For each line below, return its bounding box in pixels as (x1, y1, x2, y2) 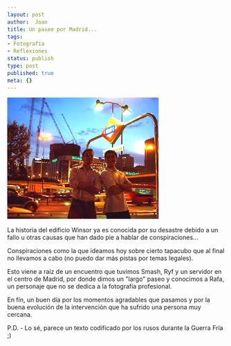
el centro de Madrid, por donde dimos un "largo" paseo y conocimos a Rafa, (7, 275, 225, 283)
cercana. (7, 310, 33, 318)
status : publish (7, 55, 54, 62)
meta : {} (7, 77, 33, 84)
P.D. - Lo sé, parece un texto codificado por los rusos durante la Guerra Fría (7, 323, 223, 332)
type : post (7, 62, 39, 69)
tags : (7, 33, 23, 40)
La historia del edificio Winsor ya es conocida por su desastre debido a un (7, 225, 219, 234)
